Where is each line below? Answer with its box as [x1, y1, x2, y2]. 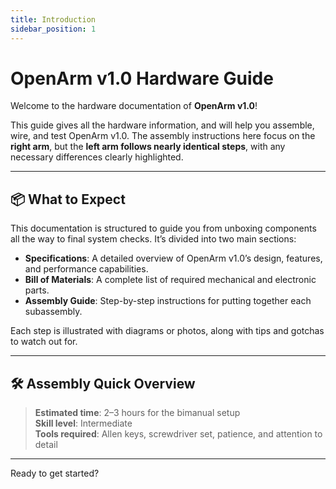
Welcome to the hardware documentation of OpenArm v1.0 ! [10, 100, 258, 112]
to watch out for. [10, 336, 78, 348]
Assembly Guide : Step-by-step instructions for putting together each [24, 295, 312, 307]
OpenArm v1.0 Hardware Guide [10, 67, 274, 90]
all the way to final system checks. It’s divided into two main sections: [10, 233, 297, 245]
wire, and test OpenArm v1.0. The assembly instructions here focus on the [10, 130, 316, 142]
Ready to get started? [10, 467, 100, 480]
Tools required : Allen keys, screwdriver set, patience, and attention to [34, 428, 323, 440]
